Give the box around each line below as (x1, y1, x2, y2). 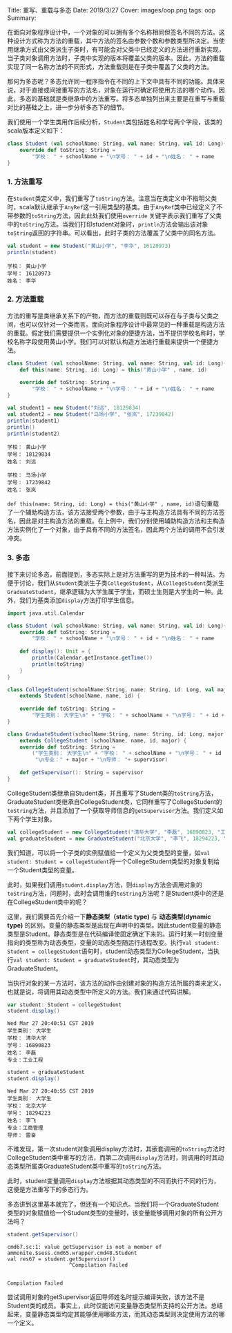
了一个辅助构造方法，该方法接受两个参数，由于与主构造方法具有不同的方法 (7, 508, 219, 517)
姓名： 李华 (7, 277, 37, 285)
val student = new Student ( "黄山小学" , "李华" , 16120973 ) (7, 242, 171, 249)
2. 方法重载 (7, 294, 44, 304)
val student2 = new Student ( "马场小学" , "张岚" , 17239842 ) (7, 410, 175, 418)
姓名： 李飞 (7, 1118, 37, 1124)
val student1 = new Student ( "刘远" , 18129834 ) (7, 405, 142, 412)
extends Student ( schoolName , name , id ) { (19, 693, 140, 700)
